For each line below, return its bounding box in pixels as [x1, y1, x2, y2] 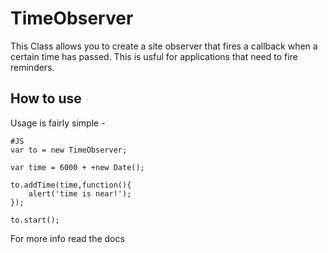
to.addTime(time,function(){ [10, 180, 132, 190]
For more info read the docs [10, 232, 125, 244]
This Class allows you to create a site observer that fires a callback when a [10, 40, 318, 52]
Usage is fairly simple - [10, 117, 106, 129]
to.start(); [10, 215, 60, 225]
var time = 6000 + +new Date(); [10, 162, 145, 172]
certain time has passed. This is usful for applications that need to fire [10, 50, 298, 62]
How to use [10, 90, 82, 107]
